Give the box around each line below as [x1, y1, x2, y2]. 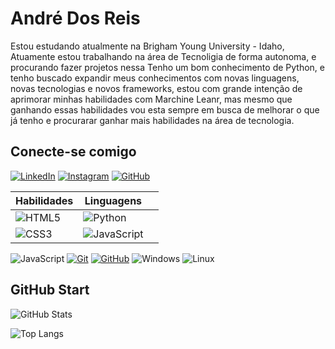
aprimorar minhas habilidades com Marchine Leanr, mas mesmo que [10, 93, 293, 105]
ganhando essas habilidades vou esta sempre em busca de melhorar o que [10, 103, 320, 116]
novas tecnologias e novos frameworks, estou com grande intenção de [10, 82, 303, 94]
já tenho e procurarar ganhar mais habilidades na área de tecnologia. [10, 114, 295, 126]
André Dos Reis [10, 7, 141, 30]
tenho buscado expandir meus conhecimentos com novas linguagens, [10, 72, 300, 84]
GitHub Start [10, 282, 90, 299]
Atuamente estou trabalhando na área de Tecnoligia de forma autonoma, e [10, 50, 317, 62]
